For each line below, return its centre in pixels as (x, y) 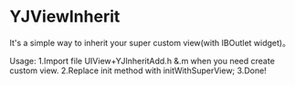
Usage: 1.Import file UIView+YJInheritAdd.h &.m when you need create (142, 61)
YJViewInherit (65, 17)
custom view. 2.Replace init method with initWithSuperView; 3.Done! (138, 71)
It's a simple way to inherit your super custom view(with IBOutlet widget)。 (150, 42)
